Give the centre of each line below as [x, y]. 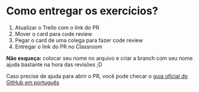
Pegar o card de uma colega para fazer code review [79, 40]
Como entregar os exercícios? [82, 11]
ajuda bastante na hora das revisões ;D [54, 65]
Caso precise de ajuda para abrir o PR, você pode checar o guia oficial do [97, 76]
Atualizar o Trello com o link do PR [57, 27]
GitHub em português [33, 82]
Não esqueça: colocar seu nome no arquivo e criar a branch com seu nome [99, 58]
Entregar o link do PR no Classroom [59, 47]
